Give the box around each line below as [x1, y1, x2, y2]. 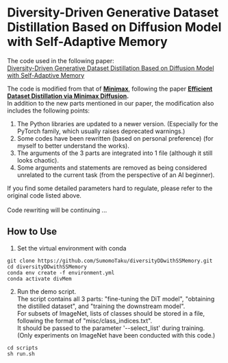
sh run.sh [7, 350, 36, 358]
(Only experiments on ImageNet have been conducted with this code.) [16, 331, 216, 339]
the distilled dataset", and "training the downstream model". [16, 302, 186, 310]
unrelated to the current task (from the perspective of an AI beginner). [16, 170, 215, 179]
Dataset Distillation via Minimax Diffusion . [7, 91, 129, 100]
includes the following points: [7, 106, 90, 115]
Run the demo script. [16, 287, 77, 296]
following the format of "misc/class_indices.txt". [16, 316, 153, 325]
